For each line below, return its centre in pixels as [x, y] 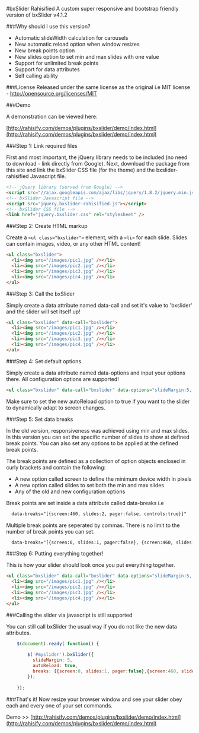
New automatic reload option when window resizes [77, 44]
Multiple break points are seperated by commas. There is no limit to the [93, 525]
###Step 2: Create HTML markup [47, 226]
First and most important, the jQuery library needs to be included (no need [97, 157]
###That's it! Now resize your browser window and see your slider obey [94, 699]
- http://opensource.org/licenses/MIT [52, 93]
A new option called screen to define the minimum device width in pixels [103, 479]
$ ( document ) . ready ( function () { [58, 643]
